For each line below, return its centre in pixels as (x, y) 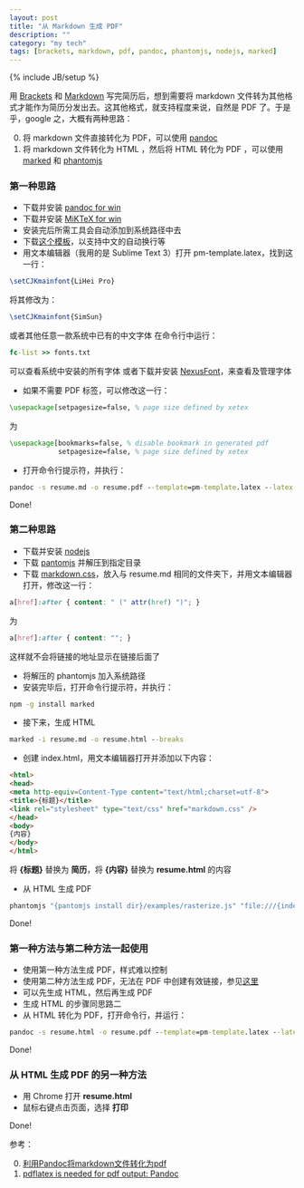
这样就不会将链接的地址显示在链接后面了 (85, 656)
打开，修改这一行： (58, 584)
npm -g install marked (52, 704)
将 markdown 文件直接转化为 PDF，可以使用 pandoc (120, 138)
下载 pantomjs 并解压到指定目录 (82, 562)
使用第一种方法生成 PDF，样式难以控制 (95, 970)
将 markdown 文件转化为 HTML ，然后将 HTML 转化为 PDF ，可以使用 (153, 150)
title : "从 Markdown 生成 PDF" (66, 26)
